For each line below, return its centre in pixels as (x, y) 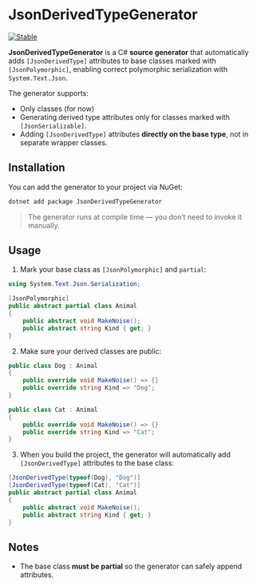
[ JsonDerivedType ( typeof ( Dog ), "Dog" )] (75, 478)
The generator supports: (49, 93)
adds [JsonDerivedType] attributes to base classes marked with (113, 61)
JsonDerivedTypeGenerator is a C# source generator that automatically (128, 52)
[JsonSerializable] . (53, 125)
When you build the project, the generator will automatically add (125, 455)
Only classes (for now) (57, 109)
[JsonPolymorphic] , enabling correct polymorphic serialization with (118, 69)
